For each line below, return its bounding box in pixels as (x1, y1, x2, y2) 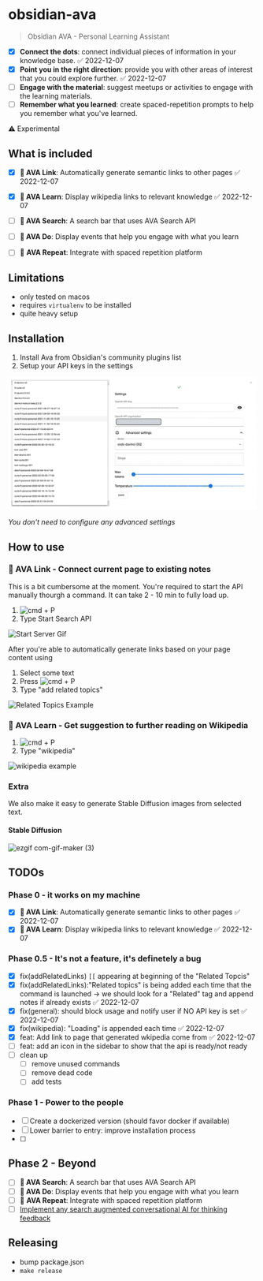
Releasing (8, 1236, 58, 1249)
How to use (8, 540, 65, 554)
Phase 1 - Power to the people (8, 1097, 124, 1108)
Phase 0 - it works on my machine (8, 889, 141, 900)
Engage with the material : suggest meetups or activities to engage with (19, 83, 254, 92)
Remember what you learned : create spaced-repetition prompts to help (19, 100, 254, 110)
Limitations (8, 271, 65, 285)
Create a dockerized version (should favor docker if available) (29, 1116, 230, 1126)
